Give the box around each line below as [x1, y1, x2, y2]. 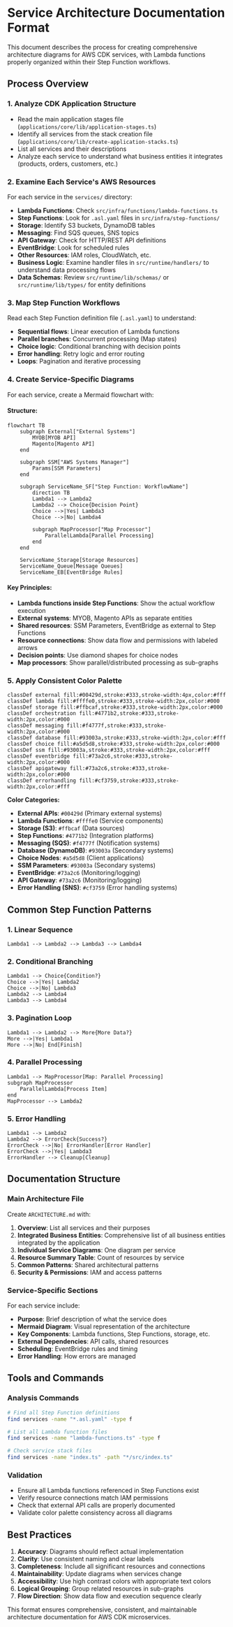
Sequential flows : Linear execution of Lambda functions [17, 327, 180, 336]
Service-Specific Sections [7, 1285, 98, 1295]
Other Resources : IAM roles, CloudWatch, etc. [17, 250, 151, 259]
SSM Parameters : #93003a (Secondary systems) [17, 861, 156, 869]
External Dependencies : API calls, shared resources [17, 1337, 169, 1346]
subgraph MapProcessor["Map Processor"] [32, 526, 151, 533]
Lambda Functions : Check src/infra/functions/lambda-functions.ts [17, 206, 218, 215]
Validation [7, 1470, 43, 1480]
